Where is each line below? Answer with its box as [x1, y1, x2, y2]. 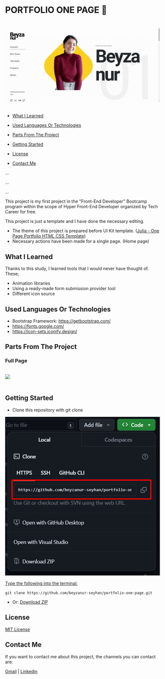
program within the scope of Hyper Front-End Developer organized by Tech [5, 204, 158, 210]
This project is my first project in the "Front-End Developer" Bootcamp [5, 198, 147, 204]
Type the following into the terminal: [5, 580, 78, 586]
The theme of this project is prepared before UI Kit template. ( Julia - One [12, 228, 160, 234]
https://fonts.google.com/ [12, 324, 64, 329]
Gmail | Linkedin [5, 668, 38, 674]
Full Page [5, 357, 27, 364]
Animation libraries [12, 280, 51, 286]
